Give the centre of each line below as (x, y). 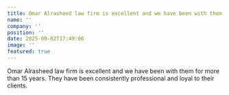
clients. (17, 85)
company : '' (24, 26)
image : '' (21, 45)
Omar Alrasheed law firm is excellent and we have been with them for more (113, 71)
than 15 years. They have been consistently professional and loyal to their (111, 78)
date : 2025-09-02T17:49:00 (46, 39)
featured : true (29, 52)
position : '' (26, 32)
